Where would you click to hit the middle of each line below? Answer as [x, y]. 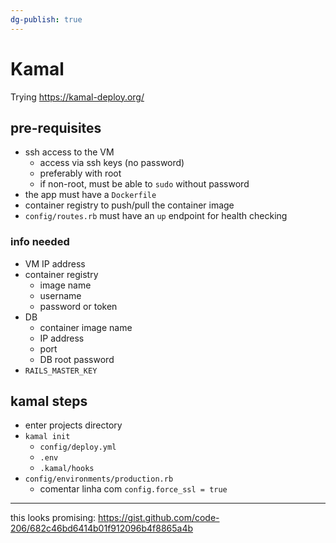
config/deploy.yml [78, 447]
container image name [86, 327]
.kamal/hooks [67, 469]
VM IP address [55, 263]
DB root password [77, 359]
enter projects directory [73, 425]
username [60, 295]
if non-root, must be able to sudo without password [144, 184]
